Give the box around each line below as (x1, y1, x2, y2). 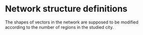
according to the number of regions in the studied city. (5, 24, 114, 30)
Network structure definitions (5, 3, 127, 14)
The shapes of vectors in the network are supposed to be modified (5, 19, 139, 25)
